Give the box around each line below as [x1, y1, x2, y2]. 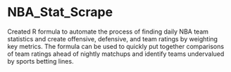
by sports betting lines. [7, 57, 74, 65]
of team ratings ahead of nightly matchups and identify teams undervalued [7, 50, 225, 58]
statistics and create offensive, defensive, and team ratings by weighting [7, 34, 218, 43]
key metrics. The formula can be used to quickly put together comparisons [7, 42, 224, 50]
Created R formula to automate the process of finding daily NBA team [7, 27, 209, 36]
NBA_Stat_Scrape [7, 4, 113, 20]
